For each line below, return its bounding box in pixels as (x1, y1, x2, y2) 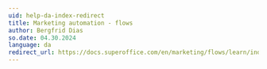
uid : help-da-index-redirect (8, 11, 105, 20)
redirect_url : (8, 48, 56, 56)
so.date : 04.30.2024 (8, 33, 77, 42)
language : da (8, 41, 52, 49)
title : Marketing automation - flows (8, 19, 133, 27)
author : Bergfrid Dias (8, 26, 83, 34)
